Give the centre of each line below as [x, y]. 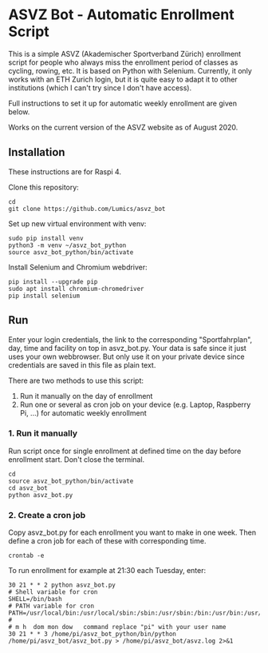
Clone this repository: [44, 187]
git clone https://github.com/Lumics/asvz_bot [87, 209]
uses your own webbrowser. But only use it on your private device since [126, 356]
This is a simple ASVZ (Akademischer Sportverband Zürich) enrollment [125, 54]
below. [19, 111]
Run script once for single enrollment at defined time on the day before [125, 451]
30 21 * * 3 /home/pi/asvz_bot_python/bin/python [93, 634]
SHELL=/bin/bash [35, 599]
